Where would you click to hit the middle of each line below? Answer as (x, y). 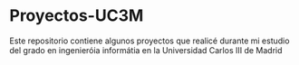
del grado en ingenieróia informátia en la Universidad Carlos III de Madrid (146, 50)
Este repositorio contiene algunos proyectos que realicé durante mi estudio (149, 41)
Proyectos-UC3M (77, 16)
